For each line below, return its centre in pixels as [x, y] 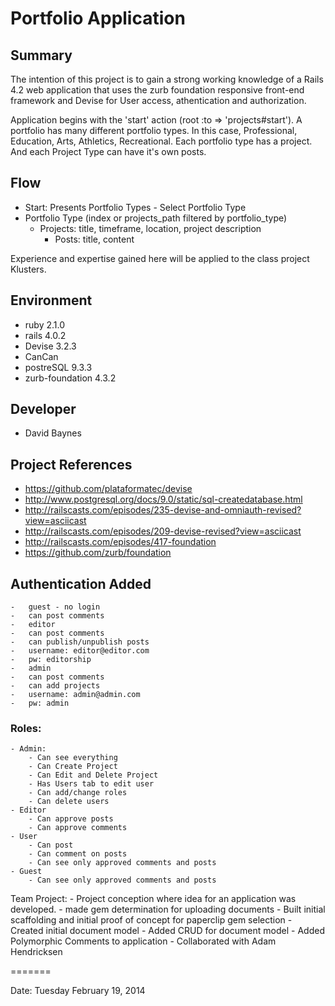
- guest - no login [55, 607]
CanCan [41, 356]
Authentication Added [81, 583]
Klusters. [28, 269]
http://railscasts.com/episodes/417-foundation [120, 542]
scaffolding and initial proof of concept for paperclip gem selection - [151, 920]
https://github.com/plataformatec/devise [108, 489]
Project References [71, 464]
